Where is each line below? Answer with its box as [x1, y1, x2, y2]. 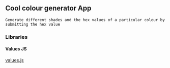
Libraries [5, 33, 28, 40]
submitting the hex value [5, 22, 60, 27]
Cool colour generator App [5, 4, 92, 13]
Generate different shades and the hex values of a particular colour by [5, 17, 165, 22]
